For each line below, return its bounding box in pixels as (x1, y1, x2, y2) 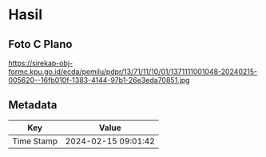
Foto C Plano (8, 37, 73, 51)
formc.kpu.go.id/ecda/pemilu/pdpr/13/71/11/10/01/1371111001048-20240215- (8, 67, 258, 77)
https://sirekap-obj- (8, 58, 73, 68)
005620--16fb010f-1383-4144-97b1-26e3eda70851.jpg (8, 76, 190, 84)
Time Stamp (12, 135, 58, 147)
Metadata (8, 98, 58, 112)
